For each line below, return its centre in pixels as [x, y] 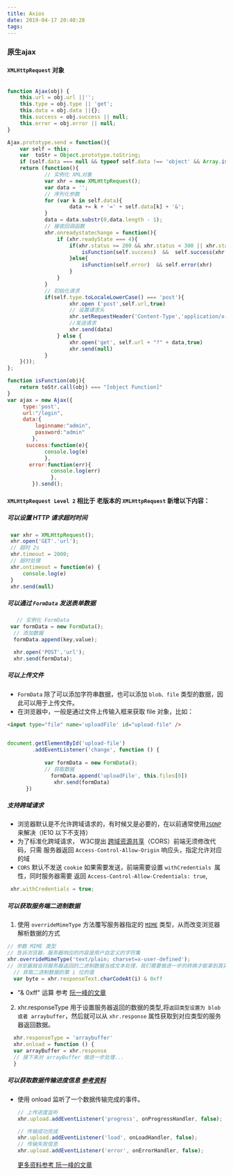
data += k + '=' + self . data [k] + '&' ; [127, 207]
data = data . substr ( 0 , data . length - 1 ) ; [103, 220]
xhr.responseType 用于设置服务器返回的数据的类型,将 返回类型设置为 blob [119, 1008]
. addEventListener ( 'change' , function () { [96, 750]
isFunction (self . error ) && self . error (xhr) [147, 265]
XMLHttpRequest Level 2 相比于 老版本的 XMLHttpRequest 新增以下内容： [109, 500]
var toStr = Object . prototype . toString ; [80, 155]
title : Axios [26, 14]
